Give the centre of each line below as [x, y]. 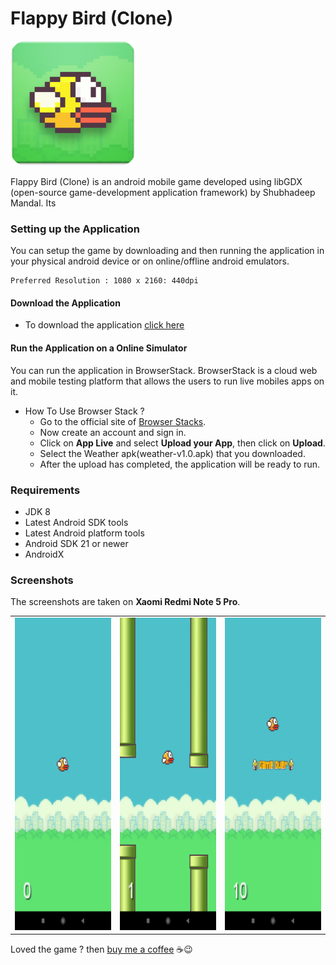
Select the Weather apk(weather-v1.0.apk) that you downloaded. [172, 453]
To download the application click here [104, 325]
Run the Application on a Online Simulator [99, 348]
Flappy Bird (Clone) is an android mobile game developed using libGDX [156, 181]
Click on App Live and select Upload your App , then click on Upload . [182, 443]
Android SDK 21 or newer [76, 543]
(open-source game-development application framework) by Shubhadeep [163, 192]
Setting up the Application [75, 229]
